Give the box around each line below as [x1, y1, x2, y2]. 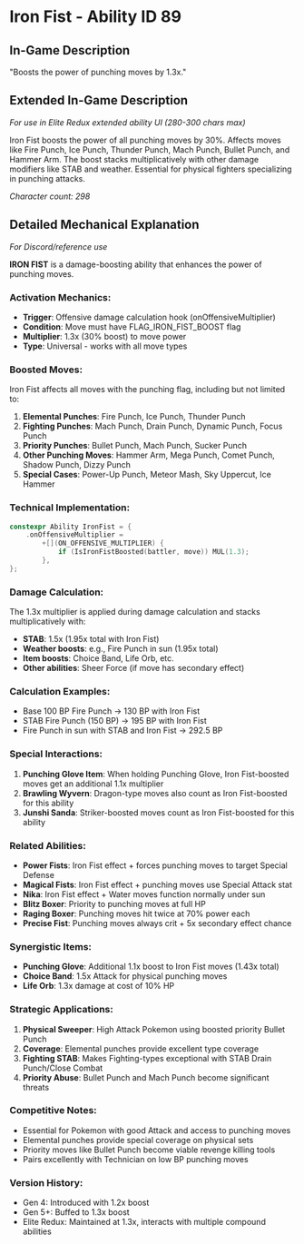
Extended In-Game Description [9, 93, 189, 108]
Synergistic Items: [9, 940, 93, 953]
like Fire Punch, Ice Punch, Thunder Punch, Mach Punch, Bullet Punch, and [9, 143, 290, 155]
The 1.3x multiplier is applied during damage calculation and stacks [9, 607, 260, 617]
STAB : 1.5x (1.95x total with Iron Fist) [22, 634, 160, 645]
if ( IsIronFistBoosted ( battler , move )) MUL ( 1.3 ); [57, 548, 250, 557]
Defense [22, 869, 54, 880]
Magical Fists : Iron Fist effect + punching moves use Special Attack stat [22, 879, 293, 890]
